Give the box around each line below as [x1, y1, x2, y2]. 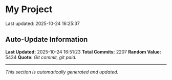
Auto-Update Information [5, 35, 88, 44]
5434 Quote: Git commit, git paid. [5, 54, 77, 60]
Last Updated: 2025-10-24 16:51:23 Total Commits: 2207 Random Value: [5, 48, 161, 55]
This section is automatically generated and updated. [5, 69, 119, 75]
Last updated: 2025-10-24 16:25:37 [5, 20, 80, 26]
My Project [5, 4, 53, 15]
